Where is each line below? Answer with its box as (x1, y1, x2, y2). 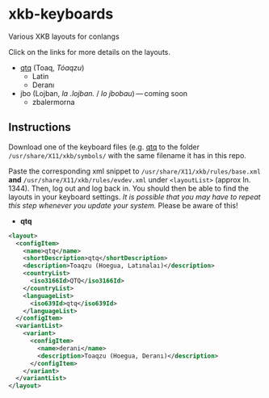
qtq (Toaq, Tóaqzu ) (19, 62, 85, 73)
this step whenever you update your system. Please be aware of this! (8, 200, 238, 210)
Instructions (8, 120, 71, 134)
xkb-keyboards (8, 5, 114, 23)
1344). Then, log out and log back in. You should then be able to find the (8, 183, 249, 193)
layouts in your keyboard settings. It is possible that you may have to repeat (8, 191, 261, 202)
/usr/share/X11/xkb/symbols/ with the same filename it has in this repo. (8, 150, 246, 160)
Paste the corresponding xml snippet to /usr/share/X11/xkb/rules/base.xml (8, 166, 261, 176)
